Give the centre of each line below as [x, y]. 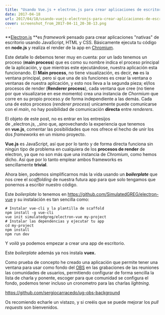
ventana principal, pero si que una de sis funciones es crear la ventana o [79, 78]
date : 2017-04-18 [23, 14]
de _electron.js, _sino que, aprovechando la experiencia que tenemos [75, 124]
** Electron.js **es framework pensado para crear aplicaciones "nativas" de [82, 37]
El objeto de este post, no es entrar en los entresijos [58, 119]
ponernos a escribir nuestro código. [41, 185]
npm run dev [17, 234]
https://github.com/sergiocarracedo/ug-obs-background [63, 293]
